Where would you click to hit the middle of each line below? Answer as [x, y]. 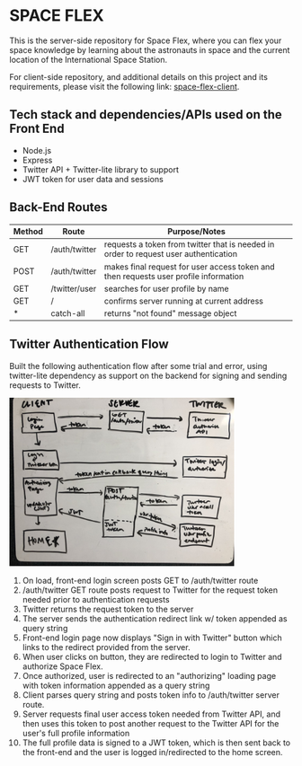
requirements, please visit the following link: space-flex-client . [124, 86]
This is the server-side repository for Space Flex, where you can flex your [146, 40]
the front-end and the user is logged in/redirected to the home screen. [152, 752]
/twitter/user [74, 288]
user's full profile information [76, 733]
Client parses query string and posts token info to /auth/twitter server [151, 695]
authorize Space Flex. [62, 666]
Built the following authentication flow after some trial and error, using [138, 365]
